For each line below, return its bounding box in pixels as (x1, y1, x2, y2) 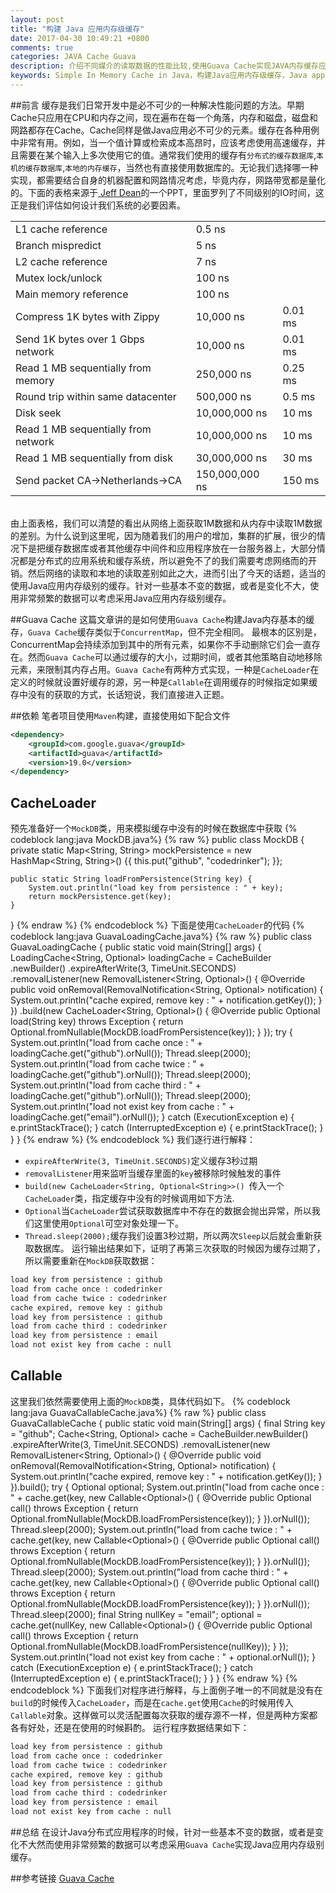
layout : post (10, 14, 65, 25)
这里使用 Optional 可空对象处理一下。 (33, 1217, 185, 1230)
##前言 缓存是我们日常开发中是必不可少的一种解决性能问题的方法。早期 (10, 99, 305, 111)
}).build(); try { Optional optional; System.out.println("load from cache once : (10, 1481, 325, 1493)
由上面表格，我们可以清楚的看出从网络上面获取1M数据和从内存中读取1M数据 (10, 517, 323, 529)
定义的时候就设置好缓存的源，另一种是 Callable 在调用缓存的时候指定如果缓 (10, 676, 318, 688)
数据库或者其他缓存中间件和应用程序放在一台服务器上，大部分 (62, 542, 317, 554)
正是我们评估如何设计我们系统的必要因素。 (10, 199, 186, 211)
